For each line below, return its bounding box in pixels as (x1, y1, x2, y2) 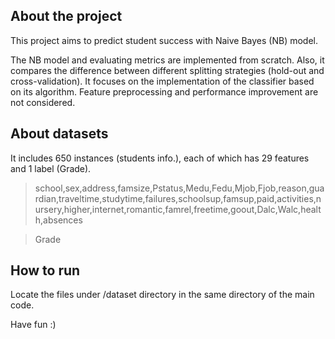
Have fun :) (10, 319, 57, 331)
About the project (10, 8, 123, 25)
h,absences (34, 214, 83, 226)
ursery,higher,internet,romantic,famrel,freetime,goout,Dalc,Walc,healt (34, 203, 322, 215)
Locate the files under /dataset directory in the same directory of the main (10, 289, 315, 301)
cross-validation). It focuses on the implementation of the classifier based (10, 75, 315, 87)
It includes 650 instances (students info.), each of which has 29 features (10, 152, 310, 164)
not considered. (10, 96, 76, 108)
